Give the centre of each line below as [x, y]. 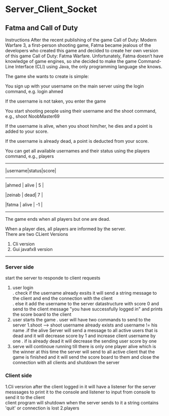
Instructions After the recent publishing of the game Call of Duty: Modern [81, 40]
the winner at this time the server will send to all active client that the [83, 352]
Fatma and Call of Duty [41, 28]
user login [23, 288]
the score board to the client [42, 314]
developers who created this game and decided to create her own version [82, 51]
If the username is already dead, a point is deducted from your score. [77, 141]
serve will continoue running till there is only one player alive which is [84, 347]
